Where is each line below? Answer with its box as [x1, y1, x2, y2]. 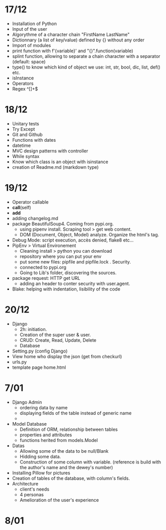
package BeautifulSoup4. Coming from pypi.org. [12, 220, 114, 227]
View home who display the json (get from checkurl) [12, 353, 122, 359]
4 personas [19, 491, 44, 497]
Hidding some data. [19, 453, 61, 459]
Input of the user [12, 26, 47, 32]
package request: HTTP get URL [12, 275, 80, 281]
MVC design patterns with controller [12, 147, 89, 154]
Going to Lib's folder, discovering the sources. [19, 270, 117, 276]
